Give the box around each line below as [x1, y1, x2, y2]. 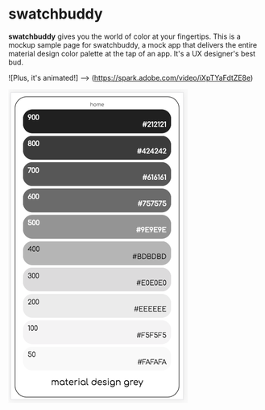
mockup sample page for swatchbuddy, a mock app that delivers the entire [8, 40, 258, 49]
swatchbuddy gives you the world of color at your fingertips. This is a [8, 31, 242, 41]
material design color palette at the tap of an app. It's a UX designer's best [8, 48, 256, 58]
